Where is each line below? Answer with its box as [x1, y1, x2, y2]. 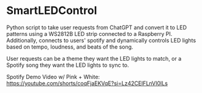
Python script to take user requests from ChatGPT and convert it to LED [6, 24, 187, 31]
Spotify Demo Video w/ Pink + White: [6, 73, 100, 80]
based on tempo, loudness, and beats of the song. [6, 43, 133, 50]
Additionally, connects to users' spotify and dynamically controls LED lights [6, 36, 196, 44]
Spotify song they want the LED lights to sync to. [6, 61, 130, 69]
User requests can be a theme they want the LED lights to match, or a [6, 55, 182, 62]
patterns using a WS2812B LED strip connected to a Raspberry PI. [6, 30, 173, 37]
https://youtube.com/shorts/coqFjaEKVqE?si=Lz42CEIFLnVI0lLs [6, 80, 168, 87]
